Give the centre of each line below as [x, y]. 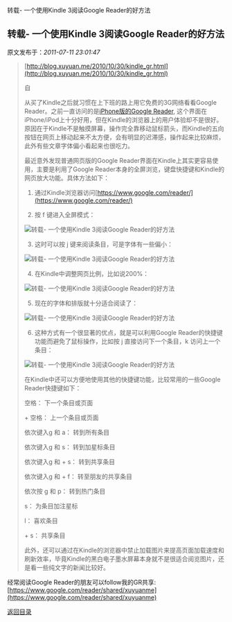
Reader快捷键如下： [53, 388]
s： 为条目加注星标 [51, 506]
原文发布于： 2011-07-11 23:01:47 [54, 52]
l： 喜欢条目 [41, 520]
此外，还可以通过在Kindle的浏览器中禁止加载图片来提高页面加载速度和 [124, 550]
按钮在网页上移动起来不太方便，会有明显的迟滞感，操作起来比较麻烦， [124, 137]
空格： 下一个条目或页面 [59, 403]
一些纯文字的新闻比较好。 [73, 567]
